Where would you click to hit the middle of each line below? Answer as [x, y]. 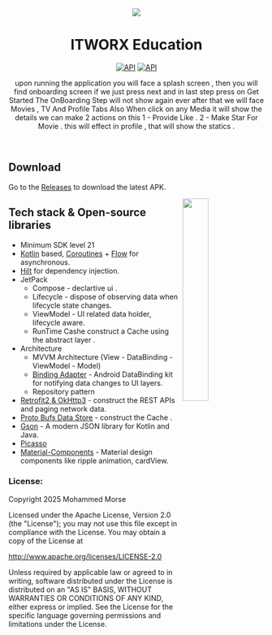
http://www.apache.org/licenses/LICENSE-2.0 [85, 556]
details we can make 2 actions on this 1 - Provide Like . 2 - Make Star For [136, 117]
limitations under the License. [58, 624]
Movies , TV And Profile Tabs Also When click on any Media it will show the [136, 109]
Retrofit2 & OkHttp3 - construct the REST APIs [97, 400]
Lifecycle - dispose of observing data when [105, 296]
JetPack [34, 279]
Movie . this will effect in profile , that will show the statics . [136, 126]
